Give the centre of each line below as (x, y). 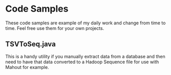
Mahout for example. (27, 67)
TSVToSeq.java (31, 44)
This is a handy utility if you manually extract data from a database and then (85, 56)
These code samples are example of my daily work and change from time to (85, 23)
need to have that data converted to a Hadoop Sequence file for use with (82, 62)
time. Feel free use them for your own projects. (55, 28)
